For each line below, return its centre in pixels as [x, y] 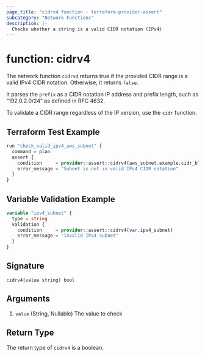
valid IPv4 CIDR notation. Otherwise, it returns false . [72, 82]
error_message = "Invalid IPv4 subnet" [68, 236]
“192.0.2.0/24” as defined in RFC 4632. [56, 101]
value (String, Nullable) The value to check [69, 313]
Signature [25, 266]
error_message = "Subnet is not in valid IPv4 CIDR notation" [98, 168]
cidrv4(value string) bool [41, 280]
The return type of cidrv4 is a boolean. [55, 347]
